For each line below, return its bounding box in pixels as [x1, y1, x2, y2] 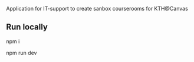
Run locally [6, 22, 48, 32]
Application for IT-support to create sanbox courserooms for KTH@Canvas [6, 5, 189, 12]
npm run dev [6, 49, 37, 56]
